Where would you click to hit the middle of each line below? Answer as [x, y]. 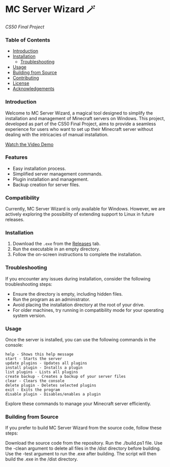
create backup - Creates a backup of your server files [65, 377]
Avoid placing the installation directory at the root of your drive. [79, 305]
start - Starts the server [34, 359]
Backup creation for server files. [46, 185]
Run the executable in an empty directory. [56, 249]
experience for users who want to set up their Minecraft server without [79, 129]
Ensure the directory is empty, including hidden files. [68, 294]
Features [16, 157]
